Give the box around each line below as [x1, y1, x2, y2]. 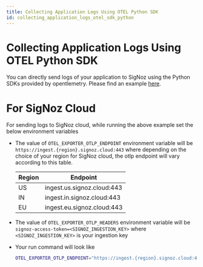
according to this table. [15, 159, 73, 166]
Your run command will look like [15, 243, 95, 251]
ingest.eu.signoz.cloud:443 [44, 203, 123, 212]
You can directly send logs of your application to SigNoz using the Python [6, 73, 191, 81]
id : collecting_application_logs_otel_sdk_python [6, 15, 135, 21]
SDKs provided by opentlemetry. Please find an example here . [6, 80, 162, 87]
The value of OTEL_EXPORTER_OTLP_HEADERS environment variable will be [15, 219, 191, 226]
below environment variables [6, 128, 79, 135]
